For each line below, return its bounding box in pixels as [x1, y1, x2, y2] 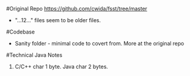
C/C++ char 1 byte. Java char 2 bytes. [14, 63, 108, 70]
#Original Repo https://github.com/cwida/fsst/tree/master [6, 5, 148, 12]
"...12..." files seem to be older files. [14, 17, 101, 23]
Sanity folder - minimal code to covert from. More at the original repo [14, 40, 185, 47]
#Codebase [6, 28, 35, 35]
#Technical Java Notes [6, 51, 63, 59]
